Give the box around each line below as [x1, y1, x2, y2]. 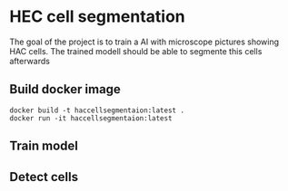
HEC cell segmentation [9, 6, 186, 27]
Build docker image [9, 81, 121, 97]
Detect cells [9, 169, 79, 185]
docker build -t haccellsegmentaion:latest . [9, 106, 184, 115]
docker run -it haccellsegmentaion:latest [9, 113, 173, 123]
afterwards [9, 55, 50, 66]
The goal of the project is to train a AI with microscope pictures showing [9, 36, 280, 47]
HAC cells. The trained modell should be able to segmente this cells [9, 45, 263, 56]
